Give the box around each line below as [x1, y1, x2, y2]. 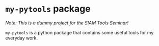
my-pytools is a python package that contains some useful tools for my [5, 29, 154, 35]
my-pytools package [5, 3, 91, 15]
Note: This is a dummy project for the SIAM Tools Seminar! [5, 20, 129, 26]
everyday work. [5, 35, 38, 41]
